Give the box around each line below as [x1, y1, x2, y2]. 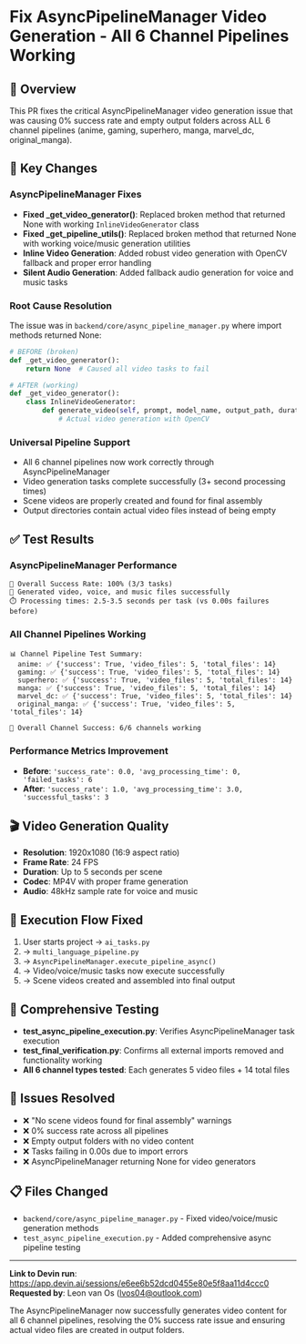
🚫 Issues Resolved [9, 1091, 116, 1106]
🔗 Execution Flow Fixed [9, 912, 144, 928]
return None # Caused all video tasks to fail [25, 364, 209, 373]
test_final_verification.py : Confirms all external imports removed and [22, 1045, 284, 1055]
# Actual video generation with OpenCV [57, 414, 209, 424]
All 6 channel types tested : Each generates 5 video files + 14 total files [22, 1064, 290, 1075]
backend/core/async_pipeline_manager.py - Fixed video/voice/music [22, 1213, 279, 1224]
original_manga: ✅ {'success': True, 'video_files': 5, [17, 699, 236, 709]
